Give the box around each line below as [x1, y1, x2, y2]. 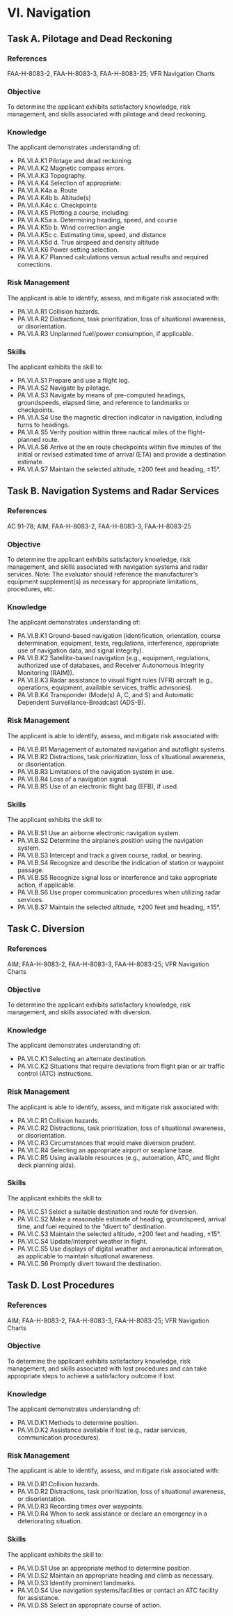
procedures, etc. [7, 585, 55, 593]
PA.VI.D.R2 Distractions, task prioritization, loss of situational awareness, [17, 1487, 226, 1496]
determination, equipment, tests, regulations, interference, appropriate [17, 639, 219, 648]
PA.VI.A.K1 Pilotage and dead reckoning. [17, 157, 134, 165]
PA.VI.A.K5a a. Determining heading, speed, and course [17, 216, 177, 224]
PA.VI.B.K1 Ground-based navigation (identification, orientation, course [17, 632, 221, 640]
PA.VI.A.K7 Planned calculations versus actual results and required [17, 253, 209, 261]
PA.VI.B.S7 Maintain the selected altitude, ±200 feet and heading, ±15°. [17, 903, 220, 911]
